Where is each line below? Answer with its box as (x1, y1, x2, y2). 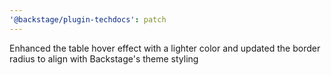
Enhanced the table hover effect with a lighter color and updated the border (9, 42, 321, 54)
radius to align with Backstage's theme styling (9, 52, 199, 65)
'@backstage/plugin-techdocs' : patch (9, 14, 167, 25)
